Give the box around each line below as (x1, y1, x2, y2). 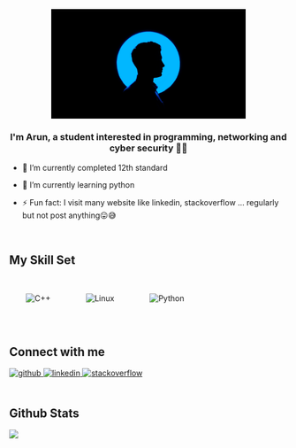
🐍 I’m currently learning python (21, 179, 135, 189)
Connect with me (9, 344, 106, 359)
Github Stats (9, 406, 80, 421)
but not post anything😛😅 (21, 210, 117, 220)
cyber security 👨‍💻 (109, 142, 188, 154)
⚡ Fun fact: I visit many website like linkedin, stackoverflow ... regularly (21, 197, 279, 207)
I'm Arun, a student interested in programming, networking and (10, 131, 287, 143)
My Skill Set (9, 252, 76, 268)
